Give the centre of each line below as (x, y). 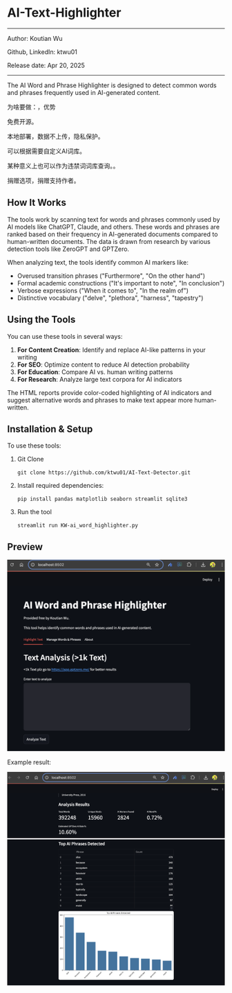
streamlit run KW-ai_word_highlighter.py (77, 526)
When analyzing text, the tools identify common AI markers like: (98, 262)
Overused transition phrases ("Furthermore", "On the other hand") (111, 276)
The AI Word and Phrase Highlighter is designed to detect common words (112, 85)
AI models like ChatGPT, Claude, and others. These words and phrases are (113, 227)
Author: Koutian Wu (35, 38)
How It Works (37, 203)
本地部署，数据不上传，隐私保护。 (56, 136)
